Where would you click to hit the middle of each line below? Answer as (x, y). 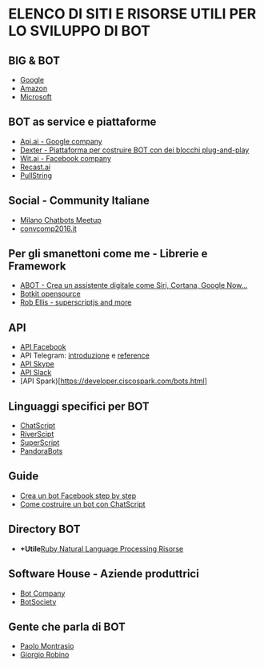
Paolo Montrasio (47, 646)
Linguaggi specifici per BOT (79, 406)
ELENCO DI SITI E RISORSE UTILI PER (132, 14)
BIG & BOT (34, 61)
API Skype (37, 364)
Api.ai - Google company (61, 141)
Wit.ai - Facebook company (66, 158)
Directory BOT (45, 530)
